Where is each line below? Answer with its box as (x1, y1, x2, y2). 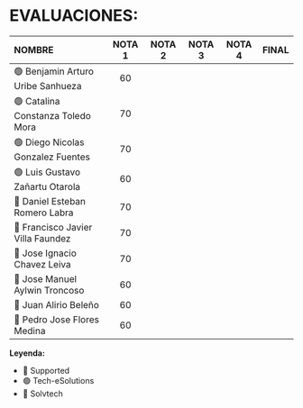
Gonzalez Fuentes (14, 150, 90, 163)
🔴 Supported (22, 365, 70, 376)
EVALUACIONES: (9, 5, 139, 26)
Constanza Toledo (14, 109, 92, 122)
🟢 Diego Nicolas (14, 136, 85, 149)
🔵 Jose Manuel (14, 272, 78, 285)
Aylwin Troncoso (14, 284, 85, 296)
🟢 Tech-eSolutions (22, 375, 95, 385)
